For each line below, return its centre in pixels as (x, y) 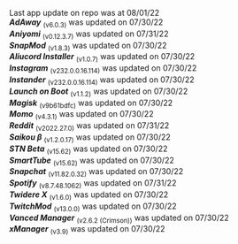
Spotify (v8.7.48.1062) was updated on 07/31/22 (93, 184)
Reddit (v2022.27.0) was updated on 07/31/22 (89, 126)
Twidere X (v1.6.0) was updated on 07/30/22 (89, 195)
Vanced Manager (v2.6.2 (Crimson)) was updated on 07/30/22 (119, 218)
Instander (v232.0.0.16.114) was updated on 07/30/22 (102, 80)
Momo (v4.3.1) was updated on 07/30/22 (81, 115)
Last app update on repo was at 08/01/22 (84, 13)
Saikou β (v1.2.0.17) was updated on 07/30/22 (90, 138)
